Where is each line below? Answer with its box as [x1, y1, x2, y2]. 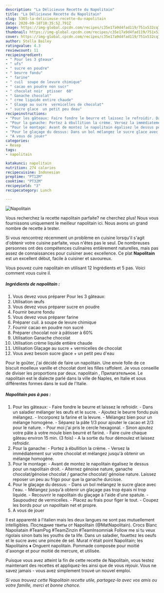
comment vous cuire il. [5, 270, 52, 276]
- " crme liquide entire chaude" [5, 98, 73, 103]
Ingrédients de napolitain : [5, 281, 60, 287]
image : [5, 25, 19, 30]
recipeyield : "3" [5, 184, 41, 188]
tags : [5, 148, 17, 152]
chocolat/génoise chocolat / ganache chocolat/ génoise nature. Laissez [12, 471, 156, 477]
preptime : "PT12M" [5, 174, 43, 179]
